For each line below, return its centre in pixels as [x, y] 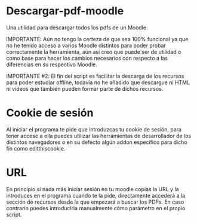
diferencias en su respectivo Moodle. [52, 65]
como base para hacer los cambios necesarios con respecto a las [87, 58]
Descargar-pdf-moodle [65, 11]
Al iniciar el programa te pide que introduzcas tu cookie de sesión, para [94, 129]
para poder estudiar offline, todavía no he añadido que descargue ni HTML [98, 82]
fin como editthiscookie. [36, 148]
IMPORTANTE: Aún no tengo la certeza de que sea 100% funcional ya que [97, 39]
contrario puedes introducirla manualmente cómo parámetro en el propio [96, 208]
